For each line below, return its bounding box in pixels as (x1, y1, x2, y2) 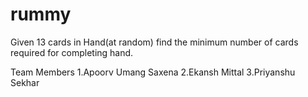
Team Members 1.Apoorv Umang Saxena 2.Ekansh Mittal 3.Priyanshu (10, 66, 296, 78)
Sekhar (10, 76, 40, 88)
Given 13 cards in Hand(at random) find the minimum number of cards (10, 36, 299, 48)
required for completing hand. (10, 46, 134, 58)
